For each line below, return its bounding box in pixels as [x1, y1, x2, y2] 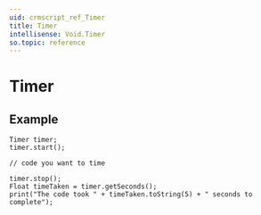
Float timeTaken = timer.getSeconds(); [9, 182, 158, 192]
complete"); [9, 198, 53, 207]
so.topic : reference [9, 37, 86, 47]
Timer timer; [9, 136, 58, 145]
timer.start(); [9, 144, 66, 153]
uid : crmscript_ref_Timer [9, 12, 105, 22]
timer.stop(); [9, 175, 62, 184]
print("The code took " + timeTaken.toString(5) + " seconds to [9, 190, 253, 199]
